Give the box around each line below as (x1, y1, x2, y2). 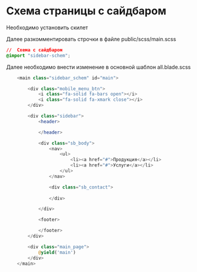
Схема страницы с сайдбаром (6, 4, 167, 18)
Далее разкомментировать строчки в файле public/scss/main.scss (6, 35, 176, 42)
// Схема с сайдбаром (6, 47, 63, 53)
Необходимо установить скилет (6, 24, 88, 31)
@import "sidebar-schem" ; (6, 52, 70, 58)
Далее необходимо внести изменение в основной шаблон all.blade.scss (6, 63, 191, 70)
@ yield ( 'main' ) (38, 249, 76, 255)
